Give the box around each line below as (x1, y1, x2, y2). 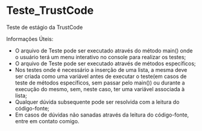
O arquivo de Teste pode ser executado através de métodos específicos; (14, 60, 196, 67)
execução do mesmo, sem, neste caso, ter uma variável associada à (14, 85, 185, 92)
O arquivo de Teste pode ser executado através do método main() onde (14, 46, 193, 54)
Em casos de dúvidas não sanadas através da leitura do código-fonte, (14, 111, 189, 118)
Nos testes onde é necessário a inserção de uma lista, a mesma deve (14, 66, 188, 73)
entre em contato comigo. (14, 117, 80, 124)
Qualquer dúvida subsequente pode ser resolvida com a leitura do (14, 98, 180, 106)
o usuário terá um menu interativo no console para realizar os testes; (14, 53, 186, 60)
